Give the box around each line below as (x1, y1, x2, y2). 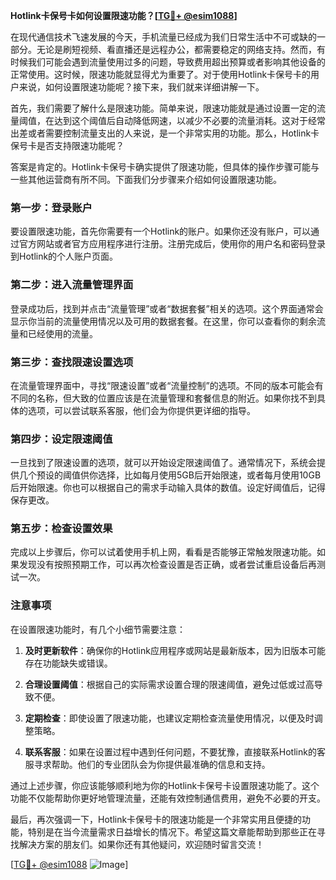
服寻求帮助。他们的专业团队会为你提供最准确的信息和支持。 (24, 758, 271, 770)
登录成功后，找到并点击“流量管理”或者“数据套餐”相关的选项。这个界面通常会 (10, 302, 324, 314)
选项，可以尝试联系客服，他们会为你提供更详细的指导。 (27, 404, 256, 416)
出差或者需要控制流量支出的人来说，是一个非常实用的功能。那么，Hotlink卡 (10, 127, 320, 139)
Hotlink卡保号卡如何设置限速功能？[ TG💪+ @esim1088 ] (10, 10, 238, 21)
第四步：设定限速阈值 (10, 432, 113, 446)
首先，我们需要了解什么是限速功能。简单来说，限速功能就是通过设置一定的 (10, 102, 317, 114)
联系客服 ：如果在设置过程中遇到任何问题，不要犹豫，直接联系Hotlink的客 (24, 745, 326, 758)
